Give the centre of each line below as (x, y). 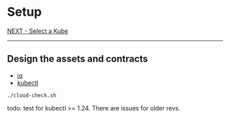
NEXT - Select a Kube (38, 31)
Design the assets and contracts (78, 59)
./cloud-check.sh (32, 95)
